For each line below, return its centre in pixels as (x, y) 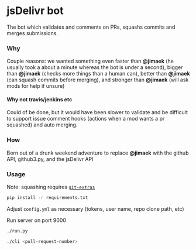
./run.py (17, 231)
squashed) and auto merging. (42, 125)
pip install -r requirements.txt (47, 198)
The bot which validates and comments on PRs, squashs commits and (91, 27)
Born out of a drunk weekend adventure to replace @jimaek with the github (98, 153)
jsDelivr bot (35, 11)
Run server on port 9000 (37, 220)
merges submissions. (32, 33)
